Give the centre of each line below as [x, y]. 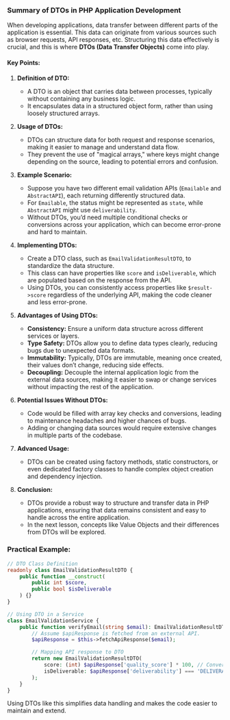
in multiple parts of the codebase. [75, 435]
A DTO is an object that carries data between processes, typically [119, 91]
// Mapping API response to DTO [78, 652]
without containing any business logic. [81, 99]
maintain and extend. [37, 710]
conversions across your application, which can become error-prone [124, 224]
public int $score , [60, 583]
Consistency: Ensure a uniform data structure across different [115, 328]
